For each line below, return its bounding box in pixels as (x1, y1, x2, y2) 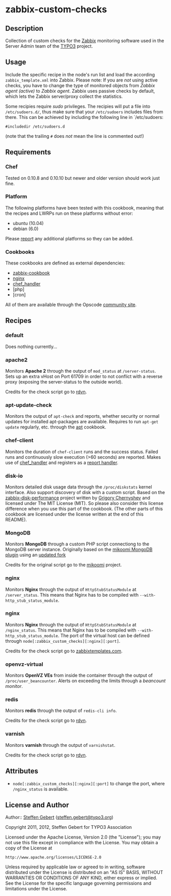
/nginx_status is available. (12, 786, 69, 792)
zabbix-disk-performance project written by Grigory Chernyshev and (5, 495, 151, 501)
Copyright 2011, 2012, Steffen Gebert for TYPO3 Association (5, 824, 132, 830)
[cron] (12, 292, 26, 298)
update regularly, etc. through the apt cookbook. (5, 424, 106, 430)
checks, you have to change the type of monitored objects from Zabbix (5, 82, 155, 88)
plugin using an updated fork (5, 552, 66, 558)
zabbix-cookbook (12, 270, 50, 276)
